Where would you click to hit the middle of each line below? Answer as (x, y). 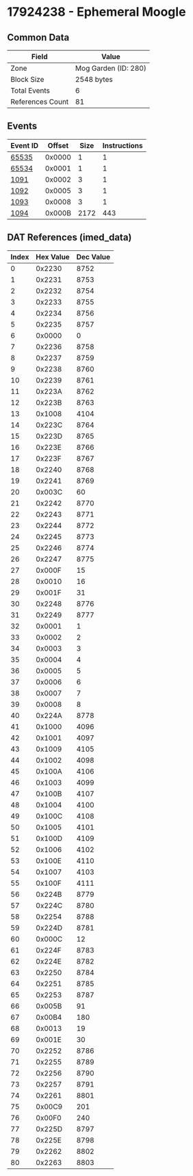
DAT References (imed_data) (69, 238)
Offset (58, 145)
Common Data (38, 37)
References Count (40, 102)
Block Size (27, 79)
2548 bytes (94, 79)
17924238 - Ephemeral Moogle (96, 12)
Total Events (30, 90)
